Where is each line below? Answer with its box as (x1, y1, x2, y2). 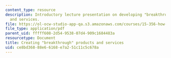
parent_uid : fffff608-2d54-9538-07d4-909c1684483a (5, 31, 115, 36)
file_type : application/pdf (5, 26, 65, 31)
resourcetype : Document (5, 36, 56, 41)
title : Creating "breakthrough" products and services (5, 40, 124, 45)
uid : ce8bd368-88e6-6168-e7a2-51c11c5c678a (5, 45, 99, 50)
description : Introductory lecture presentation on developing (5, 12, 142, 17)
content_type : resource (5, 7, 56, 13)
